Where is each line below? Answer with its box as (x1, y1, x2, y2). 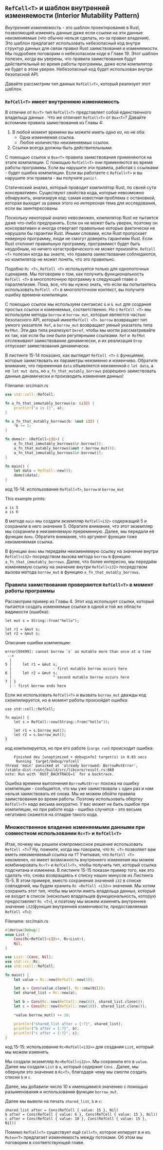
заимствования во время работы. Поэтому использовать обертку (5, 796, 143, 802)
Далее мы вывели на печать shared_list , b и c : (5, 1098, 103, 1105)
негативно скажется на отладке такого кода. (5, 812, 98, 817)
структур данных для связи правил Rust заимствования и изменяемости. (5, 45, 159, 51)
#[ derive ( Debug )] (5, 927, 40, 932)
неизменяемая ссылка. (5, 539, 54, 545)
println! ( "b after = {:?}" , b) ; (14, 1026, 79, 1031)
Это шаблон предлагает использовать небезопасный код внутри (5, 40, 141, 46)
